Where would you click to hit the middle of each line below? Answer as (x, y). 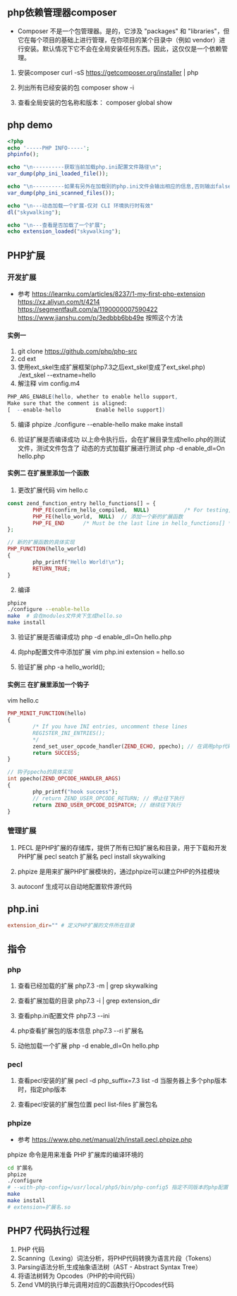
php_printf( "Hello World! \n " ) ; (79, 562)
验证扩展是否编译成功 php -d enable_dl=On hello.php (95, 637)
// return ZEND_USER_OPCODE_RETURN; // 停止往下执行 (109, 798)
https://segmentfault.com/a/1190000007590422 (87, 309)
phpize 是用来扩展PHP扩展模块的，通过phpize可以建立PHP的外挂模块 (119, 871)
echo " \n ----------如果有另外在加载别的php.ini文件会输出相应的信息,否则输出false (119, 186)
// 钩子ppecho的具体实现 (40, 772)
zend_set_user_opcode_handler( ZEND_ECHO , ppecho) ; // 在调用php (127, 746)
